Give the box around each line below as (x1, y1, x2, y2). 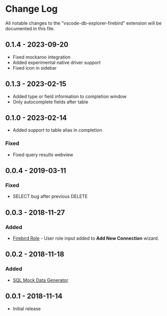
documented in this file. (5, 25, 55, 31)
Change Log (5, 3, 58, 15)
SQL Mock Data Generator (12, 277, 68, 283)
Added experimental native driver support (12, 59, 101, 66)
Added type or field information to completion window (12, 93, 127, 99)
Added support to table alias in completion (12, 127, 102, 133)
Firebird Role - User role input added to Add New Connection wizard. (12, 235, 159, 241)
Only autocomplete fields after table (12, 98, 88, 105)
